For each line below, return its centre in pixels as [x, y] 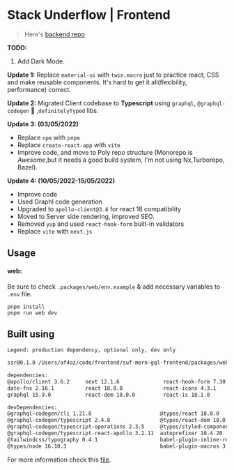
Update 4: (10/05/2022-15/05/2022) [61, 181]
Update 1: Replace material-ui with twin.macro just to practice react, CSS [113, 75]
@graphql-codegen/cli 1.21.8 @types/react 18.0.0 [113, 414]
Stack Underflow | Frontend [89, 15]
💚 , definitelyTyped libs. [65, 110]
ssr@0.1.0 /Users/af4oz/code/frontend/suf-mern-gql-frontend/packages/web [118, 363]
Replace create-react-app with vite [69, 145]
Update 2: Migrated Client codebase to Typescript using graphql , [102, 103]
